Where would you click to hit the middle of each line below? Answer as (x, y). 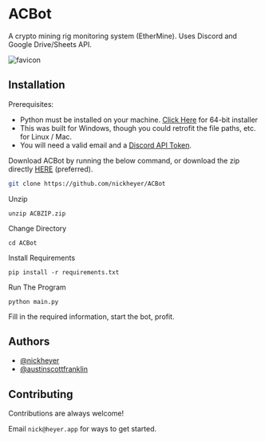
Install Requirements (42, 258)
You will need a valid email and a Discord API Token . (106, 145)
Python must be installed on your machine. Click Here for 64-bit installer (138, 120)
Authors (29, 342)
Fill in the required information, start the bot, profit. (91, 317)
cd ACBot (23, 243)
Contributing (41, 394)
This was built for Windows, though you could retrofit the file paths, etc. (138, 128)
